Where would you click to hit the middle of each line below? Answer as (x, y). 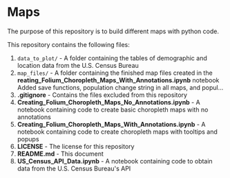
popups (28, 139)
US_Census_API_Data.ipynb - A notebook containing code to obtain (115, 161)
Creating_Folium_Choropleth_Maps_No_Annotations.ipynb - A (108, 102)
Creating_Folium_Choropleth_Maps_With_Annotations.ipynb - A (111, 124)
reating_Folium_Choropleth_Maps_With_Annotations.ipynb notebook (118, 80)
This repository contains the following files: (68, 44)
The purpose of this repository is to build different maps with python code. (113, 31)
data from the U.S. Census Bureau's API (74, 168)
